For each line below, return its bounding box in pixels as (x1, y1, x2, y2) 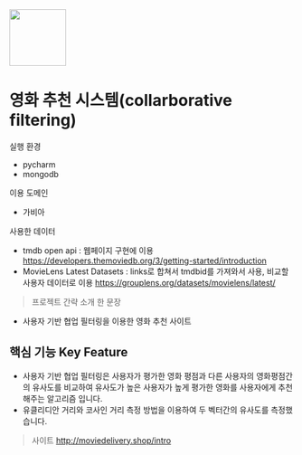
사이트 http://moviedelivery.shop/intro (31, 434, 172, 446)
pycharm (22, 158, 56, 170)
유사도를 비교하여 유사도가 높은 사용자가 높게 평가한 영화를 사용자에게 (32, 382, 277, 393)
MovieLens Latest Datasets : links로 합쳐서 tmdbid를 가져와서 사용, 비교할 (22, 266, 289, 277)
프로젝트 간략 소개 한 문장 (31, 296, 122, 307)
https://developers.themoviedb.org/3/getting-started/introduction (22, 255, 267, 266)
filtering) (9, 110, 77, 130)
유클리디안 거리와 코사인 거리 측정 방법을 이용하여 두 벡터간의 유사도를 (22, 404, 269, 415)
